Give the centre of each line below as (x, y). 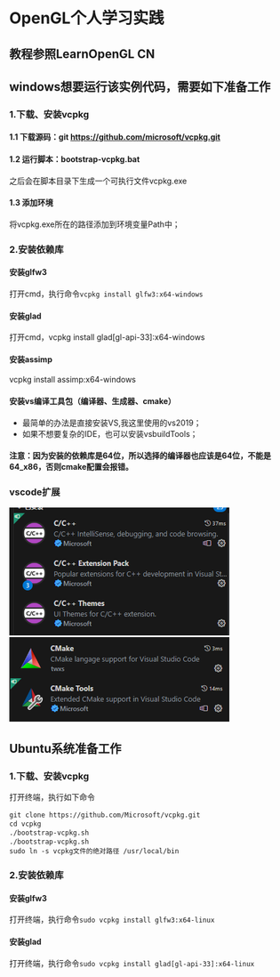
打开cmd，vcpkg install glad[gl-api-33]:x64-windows (107, 337)
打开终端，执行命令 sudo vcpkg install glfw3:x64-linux (112, 920)
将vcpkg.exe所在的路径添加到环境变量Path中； (95, 224)
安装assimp (31, 359)
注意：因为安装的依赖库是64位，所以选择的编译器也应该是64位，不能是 (140, 456)
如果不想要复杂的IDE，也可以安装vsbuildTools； (110, 433)
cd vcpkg (25, 824)
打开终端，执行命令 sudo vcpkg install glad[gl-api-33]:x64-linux (132, 963)
